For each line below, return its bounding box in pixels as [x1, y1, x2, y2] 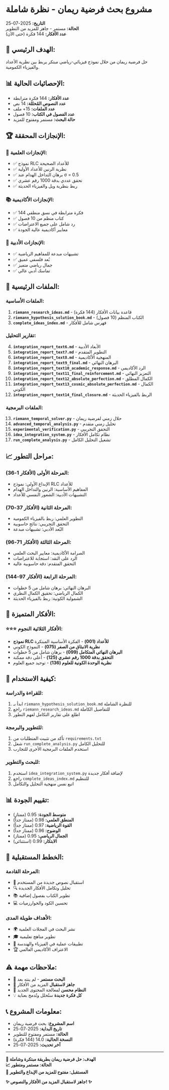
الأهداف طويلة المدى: [6, 914, 52, 921]
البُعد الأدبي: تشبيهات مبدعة [13, 526, 64, 532]
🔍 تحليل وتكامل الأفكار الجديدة [13, 885, 71, 891]
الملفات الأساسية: [6, 298, 45, 305]
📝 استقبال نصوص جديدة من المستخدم [13, 879, 84, 885]
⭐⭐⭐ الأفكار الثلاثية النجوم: [6, 625, 63, 632]
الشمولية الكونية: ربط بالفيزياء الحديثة [13, 595, 83, 601]
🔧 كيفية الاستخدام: [6, 674, 57, 683]
